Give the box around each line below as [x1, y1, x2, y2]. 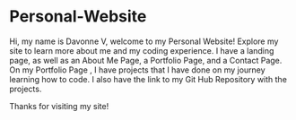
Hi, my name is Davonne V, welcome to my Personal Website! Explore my [9, 36, 279, 47]
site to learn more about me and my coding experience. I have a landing [9, 45, 274, 56]
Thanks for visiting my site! [9, 100, 109, 111]
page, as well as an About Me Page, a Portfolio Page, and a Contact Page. [9, 55, 283, 65]
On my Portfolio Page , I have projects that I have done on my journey [9, 64, 266, 75]
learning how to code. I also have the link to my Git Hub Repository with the [9, 73, 287, 84]
